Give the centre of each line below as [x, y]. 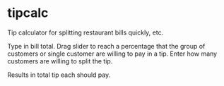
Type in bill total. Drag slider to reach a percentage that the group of [106, 46]
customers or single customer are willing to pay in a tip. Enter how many [112, 54]
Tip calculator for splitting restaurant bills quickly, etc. [86, 32]
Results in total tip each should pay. [59, 75]
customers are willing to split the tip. [60, 61]
